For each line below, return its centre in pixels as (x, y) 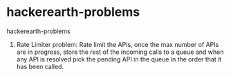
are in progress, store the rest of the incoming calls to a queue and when (120, 52)
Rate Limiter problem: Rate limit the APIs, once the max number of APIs (118, 44)
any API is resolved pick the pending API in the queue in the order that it (119, 59)
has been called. (40, 66)
